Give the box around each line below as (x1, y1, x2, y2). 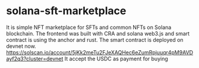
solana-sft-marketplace (6, 4, 127, 18)
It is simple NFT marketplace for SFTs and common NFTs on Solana (6, 24, 172, 31)
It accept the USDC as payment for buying (64, 55, 168, 62)
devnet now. (6, 43, 37, 50)
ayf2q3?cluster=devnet (6, 55, 64, 62)
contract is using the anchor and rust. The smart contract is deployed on (6, 36, 184, 43)
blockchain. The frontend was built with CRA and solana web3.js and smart (6, 30, 190, 37)
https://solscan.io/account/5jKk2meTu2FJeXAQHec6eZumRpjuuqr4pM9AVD (6, 48, 194, 56)
